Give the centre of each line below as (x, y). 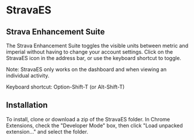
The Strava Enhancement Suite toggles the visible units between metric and (97, 45)
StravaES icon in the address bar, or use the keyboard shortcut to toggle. (94, 58)
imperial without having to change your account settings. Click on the (90, 52)
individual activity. (28, 76)
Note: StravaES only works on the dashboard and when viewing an (86, 69)
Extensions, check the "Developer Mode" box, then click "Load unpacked (94, 125)
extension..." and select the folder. (47, 131)
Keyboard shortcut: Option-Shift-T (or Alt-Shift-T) (65, 87)
